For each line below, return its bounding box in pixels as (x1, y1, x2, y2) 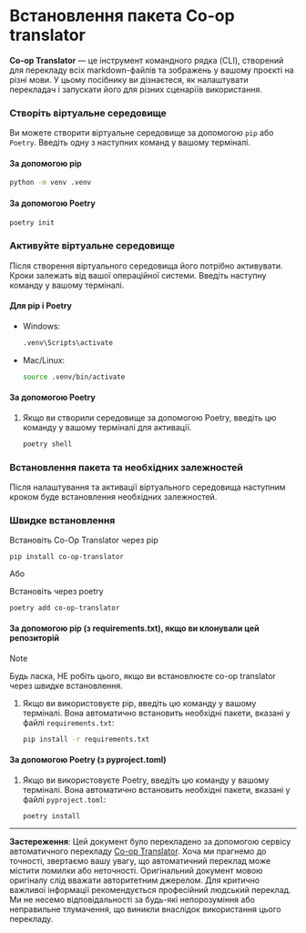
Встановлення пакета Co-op (9, 5, 235, 26)
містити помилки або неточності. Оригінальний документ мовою (9, 866, 263, 877)
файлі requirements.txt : (22, 716, 115, 728)
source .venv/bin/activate (22, 372, 126, 381)
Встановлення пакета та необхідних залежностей (9, 461, 243, 473)
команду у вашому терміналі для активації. (22, 421, 192, 432)
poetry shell (22, 439, 73, 449)
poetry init (9, 218, 55, 228)
